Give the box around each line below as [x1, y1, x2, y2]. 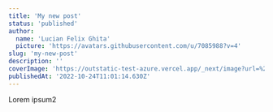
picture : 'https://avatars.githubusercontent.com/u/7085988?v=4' [15, 42, 242, 50]
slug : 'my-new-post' [8, 50, 79, 58]
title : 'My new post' [8, 11, 82, 20]
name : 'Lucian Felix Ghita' [15, 34, 111, 43]
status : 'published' [8, 19, 79, 28]
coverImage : [8, 65, 49, 73]
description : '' [8, 58, 63, 66]
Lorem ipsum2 [8, 94, 57, 104]
